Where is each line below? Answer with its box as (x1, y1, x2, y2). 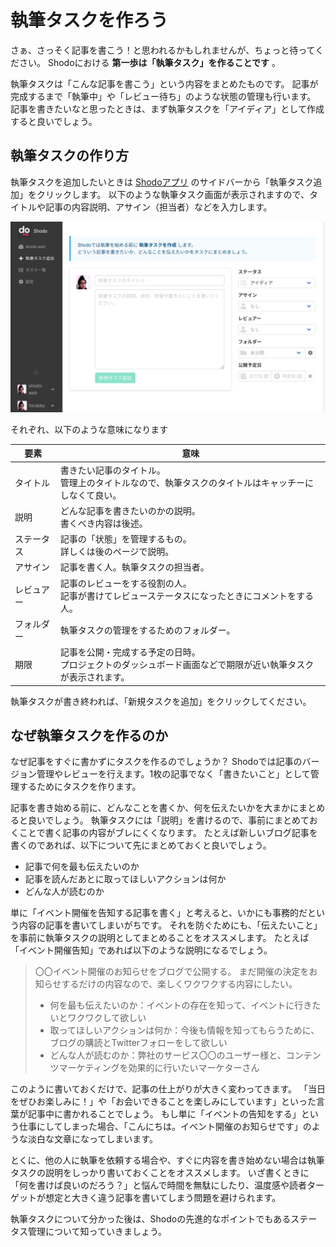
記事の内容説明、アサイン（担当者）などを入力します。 (44, 201, 273, 213)
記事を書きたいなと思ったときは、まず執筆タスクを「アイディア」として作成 (10, 102, 325, 115)
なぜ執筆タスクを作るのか (10, 727, 168, 745)
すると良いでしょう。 (10, 115, 98, 127)
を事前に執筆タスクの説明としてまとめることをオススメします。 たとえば (10, 932, 310, 944)
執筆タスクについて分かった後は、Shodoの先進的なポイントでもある (10, 1213, 292, 1225)
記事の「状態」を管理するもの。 (59, 533, 192, 545)
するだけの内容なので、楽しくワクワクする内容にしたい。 (61, 978, 298, 990)
